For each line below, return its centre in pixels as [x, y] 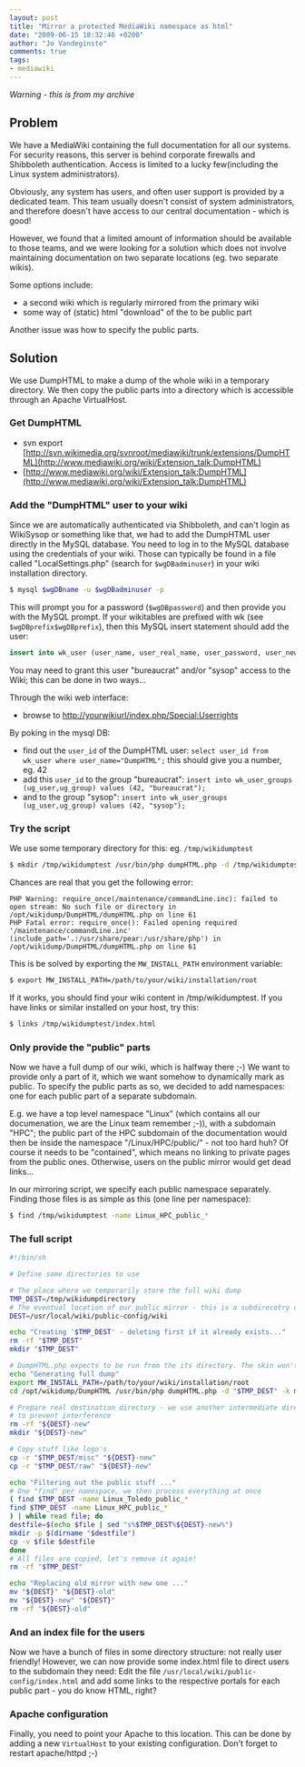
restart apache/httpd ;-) [54, 1753]
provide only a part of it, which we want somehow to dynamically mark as [147, 1077]
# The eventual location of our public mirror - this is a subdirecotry [150, 1307]
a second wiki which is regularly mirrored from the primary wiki [141, 302]
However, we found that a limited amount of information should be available [151, 238]
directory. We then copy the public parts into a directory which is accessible [152, 390]
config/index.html [44, 1682]
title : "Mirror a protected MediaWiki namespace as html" [121, 26]
